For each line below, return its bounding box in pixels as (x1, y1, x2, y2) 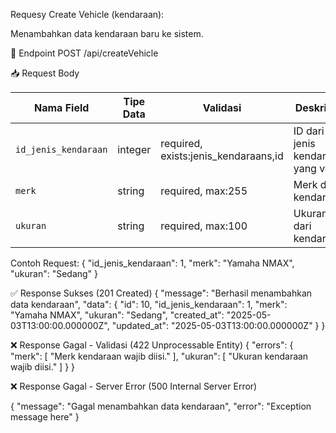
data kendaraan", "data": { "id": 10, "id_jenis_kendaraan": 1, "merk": (10, 299, 288, 310)
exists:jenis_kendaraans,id (160, 149, 284, 163)
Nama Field (33, 101, 90, 114)
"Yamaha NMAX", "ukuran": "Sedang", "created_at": (10, 309, 225, 321)
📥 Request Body (10, 67, 80, 79)
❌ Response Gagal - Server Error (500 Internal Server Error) (10, 380, 258, 392)
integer (117, 143, 152, 156)
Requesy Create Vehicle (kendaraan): (10, 9, 165, 20)
